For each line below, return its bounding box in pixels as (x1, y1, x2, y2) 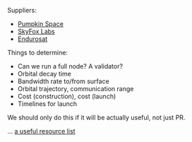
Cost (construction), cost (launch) (17, 92, 116, 100)
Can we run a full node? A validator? (17, 62, 124, 70)
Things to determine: (7, 49, 68, 57)
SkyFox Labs (17, 28, 55, 35)
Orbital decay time (17, 70, 72, 78)
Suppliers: (7, 6, 37, 14)
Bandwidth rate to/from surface (17, 77, 109, 85)
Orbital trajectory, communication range (17, 85, 134, 93)
